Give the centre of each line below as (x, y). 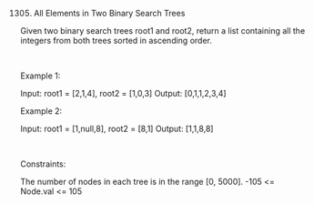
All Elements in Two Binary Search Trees (109, 13)
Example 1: (41, 76)
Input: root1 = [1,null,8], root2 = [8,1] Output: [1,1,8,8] (117, 128)
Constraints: (43, 164)
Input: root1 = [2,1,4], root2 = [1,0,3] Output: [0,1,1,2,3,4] (123, 93)
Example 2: (41, 111)
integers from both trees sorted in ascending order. (116, 41)
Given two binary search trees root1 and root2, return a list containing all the (163, 31)
